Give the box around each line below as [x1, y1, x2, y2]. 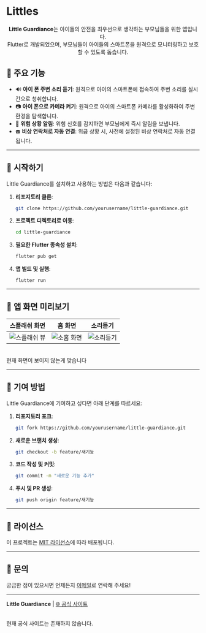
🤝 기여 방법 [6, 382, 46, 393]
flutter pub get [15, 253, 57, 260]
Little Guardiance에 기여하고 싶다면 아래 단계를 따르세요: [6, 400, 143, 407]
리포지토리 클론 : [15, 193, 53, 200]
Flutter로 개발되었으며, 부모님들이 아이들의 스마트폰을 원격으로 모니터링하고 [7, 40, 188, 48]
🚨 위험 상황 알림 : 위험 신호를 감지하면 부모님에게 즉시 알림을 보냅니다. [15, 119, 180, 127]
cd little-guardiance [15, 229, 71, 235]
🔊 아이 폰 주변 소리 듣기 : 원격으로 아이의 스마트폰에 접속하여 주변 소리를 [15, 85, 187, 93]
